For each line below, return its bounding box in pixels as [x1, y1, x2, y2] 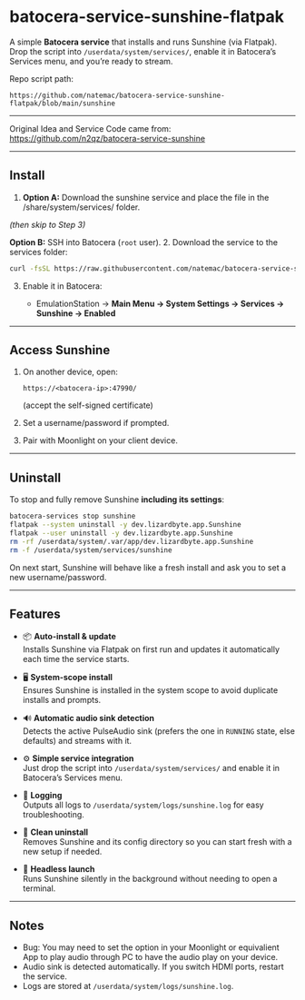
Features [9, 607, 61, 622]
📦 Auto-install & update [22, 631, 116, 642]
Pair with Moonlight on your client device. [22, 435, 179, 446]
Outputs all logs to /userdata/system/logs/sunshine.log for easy [22, 799, 265, 810]
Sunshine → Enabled [35, 307, 116, 319]
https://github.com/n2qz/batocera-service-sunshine [9, 133, 206, 144]
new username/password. [9, 571, 107, 582]
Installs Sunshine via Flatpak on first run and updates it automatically [22, 644, 280, 655]
